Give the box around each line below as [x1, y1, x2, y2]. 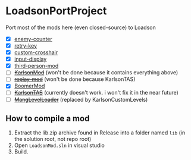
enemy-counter [14, 35, 53, 42]
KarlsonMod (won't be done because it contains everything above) [14, 69, 179, 76]
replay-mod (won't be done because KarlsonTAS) [14, 76, 136, 83]
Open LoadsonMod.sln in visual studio [14, 142, 105, 149]
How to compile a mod [5, 113, 90, 123]
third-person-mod [14, 62, 59, 70]
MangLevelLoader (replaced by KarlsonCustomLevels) [14, 96, 148, 103]
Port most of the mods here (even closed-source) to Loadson [5, 24, 156, 31]
